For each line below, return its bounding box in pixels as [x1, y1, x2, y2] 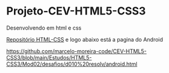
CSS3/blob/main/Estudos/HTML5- [6, 54, 92, 61]
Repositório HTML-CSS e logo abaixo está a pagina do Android [6, 36, 164, 43]
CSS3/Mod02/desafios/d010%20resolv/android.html [6, 60, 138, 68]
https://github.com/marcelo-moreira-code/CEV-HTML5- [6, 47, 147, 55]
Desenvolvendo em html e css [6, 24, 82, 31]
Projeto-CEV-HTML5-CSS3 [6, 4, 147, 18]
